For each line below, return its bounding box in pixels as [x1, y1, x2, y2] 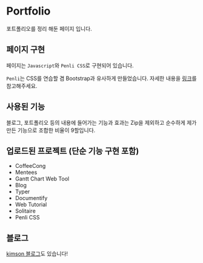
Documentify [15, 195, 48, 202]
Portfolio [6, 4, 51, 18]
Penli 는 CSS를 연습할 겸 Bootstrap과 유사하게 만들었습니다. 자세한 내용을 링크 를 [6, 75, 197, 82]
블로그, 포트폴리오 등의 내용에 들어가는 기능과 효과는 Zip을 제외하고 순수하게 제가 [6, 119, 197, 126]
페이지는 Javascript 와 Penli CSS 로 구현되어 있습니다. [6, 62, 135, 69]
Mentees [15, 168, 38, 176]
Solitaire [15, 207, 36, 215]
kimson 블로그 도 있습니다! [6, 250, 68, 258]
